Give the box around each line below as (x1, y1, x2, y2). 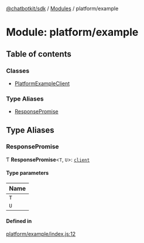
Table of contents (6, 49, 71, 59)
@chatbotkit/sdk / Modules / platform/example (6, 5, 119, 12)
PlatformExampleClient (14, 79, 70, 87)
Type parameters (6, 169, 49, 177)
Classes (6, 66, 30, 75)
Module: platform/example (6, 26, 139, 39)
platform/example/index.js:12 (6, 231, 76, 238)
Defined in (6, 217, 32, 224)
